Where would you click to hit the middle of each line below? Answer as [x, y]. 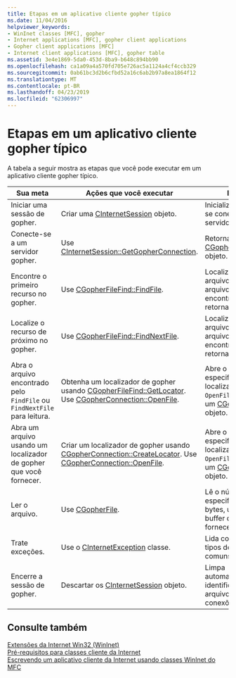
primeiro [25, 284]
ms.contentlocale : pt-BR [44, 86]
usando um [29, 445]
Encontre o [29, 276]
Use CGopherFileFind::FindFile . [112, 289]
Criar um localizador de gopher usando [125, 445]
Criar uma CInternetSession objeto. [119, 213]
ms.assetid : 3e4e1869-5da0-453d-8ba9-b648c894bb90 [83, 60]
